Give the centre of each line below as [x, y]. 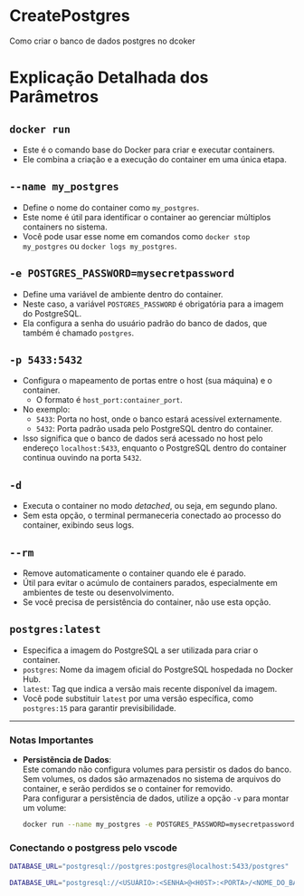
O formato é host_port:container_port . [109, 400]
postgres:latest [55, 629]
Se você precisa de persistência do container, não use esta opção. [147, 602]
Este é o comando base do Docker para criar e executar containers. [149, 150]
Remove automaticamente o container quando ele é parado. [134, 573]
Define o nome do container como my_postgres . [111, 207]
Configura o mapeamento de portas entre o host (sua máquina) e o [147, 381]
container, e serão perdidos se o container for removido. [128, 789]
